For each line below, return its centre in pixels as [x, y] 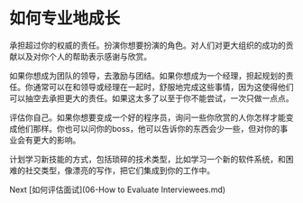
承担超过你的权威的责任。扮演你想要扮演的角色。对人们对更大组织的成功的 [147, 45]
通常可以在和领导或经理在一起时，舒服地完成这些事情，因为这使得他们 [163, 87]
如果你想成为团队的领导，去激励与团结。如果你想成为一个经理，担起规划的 [147, 75]
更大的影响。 [57, 140]
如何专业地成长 [65, 18]
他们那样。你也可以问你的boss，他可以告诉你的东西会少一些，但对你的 [148, 128]
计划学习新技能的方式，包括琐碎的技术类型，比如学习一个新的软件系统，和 [147, 159]
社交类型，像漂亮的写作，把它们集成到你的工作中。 [119, 170]
